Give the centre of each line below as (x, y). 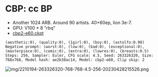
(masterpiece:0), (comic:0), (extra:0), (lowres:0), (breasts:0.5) (77, 51)
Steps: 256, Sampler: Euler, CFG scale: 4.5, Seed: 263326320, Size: (80, 55)
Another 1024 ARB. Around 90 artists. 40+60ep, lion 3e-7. (72, 22)
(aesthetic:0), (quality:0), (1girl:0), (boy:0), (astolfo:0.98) (75, 42)
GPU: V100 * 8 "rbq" (34, 27)
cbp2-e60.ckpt (28, 33)
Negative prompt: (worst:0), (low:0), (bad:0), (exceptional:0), (75, 46)
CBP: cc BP (29, 9)
